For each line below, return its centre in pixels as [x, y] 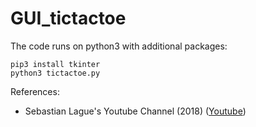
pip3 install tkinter [55, 64]
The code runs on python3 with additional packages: [119, 46]
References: [35, 91]
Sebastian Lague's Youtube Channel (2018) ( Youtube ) [135, 111]
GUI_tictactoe [68, 18]
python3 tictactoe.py [55, 73]
